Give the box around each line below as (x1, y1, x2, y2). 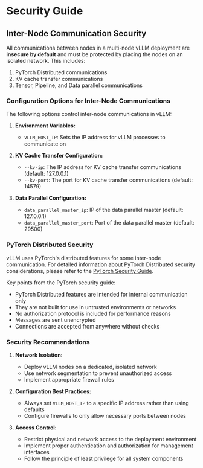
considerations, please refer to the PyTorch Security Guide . (6, 267, 154, 274)
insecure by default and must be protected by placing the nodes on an (6, 51, 183, 58)
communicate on (24, 140, 66, 147)
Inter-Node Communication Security (6, 28, 147, 39)
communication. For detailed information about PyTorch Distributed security (6, 261, 195, 268)
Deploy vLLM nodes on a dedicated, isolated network (24, 363, 157, 370)
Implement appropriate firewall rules (24, 376, 115, 383)
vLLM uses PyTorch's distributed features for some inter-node (6, 254, 161, 261)
